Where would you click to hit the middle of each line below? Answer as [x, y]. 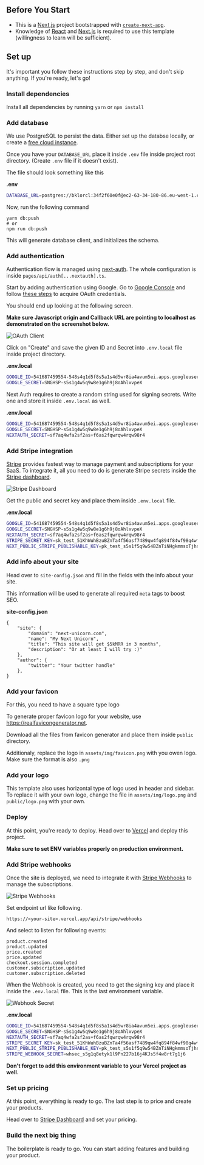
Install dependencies [38, 94]
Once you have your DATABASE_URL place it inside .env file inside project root [101, 154]
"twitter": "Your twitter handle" [72, 665]
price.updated [24, 957]
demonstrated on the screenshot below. [58, 324]
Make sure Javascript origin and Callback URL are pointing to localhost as [101, 318]
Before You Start [38, 10]
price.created [24, 952]
